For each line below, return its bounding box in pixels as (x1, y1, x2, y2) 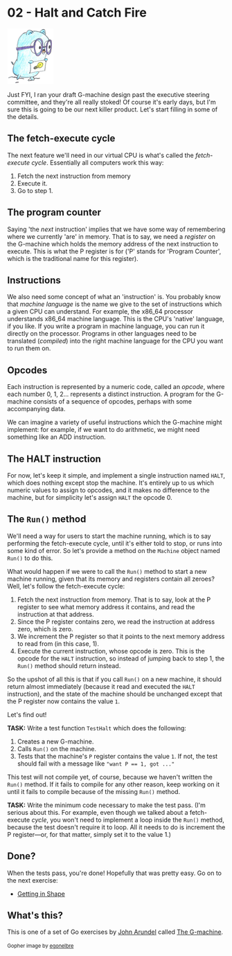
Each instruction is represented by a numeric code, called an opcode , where (7, 383, 225, 391)
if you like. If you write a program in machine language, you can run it (7, 322, 205, 330)
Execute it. (17, 179, 48, 188)
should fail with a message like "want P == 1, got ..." (17, 759, 175, 768)
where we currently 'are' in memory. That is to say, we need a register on (7, 232, 216, 240)
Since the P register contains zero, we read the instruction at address (17, 617, 215, 626)
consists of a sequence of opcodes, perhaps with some (33, 397, 193, 406)
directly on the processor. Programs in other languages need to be (7, 330, 197, 338)
